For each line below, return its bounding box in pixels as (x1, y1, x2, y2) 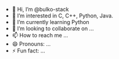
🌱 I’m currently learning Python (11, 19, 89, 25)
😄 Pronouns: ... (11, 40, 51, 48)
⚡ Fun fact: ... (11, 47, 45, 54)
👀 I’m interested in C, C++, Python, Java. (11, 12, 114, 19)
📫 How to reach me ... (11, 32, 68, 39)
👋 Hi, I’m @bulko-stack (11, 6, 69, 13)
